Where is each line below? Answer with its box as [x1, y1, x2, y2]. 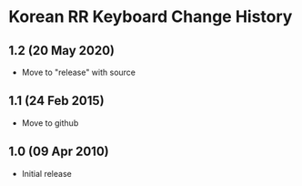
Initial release [21, 168, 72, 179]
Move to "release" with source [21, 67, 136, 77]
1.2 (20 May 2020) [8, 43, 116, 58]
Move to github [21, 117, 79, 129]
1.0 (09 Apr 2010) [8, 144, 110, 160]
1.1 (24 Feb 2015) [8, 93, 106, 108]
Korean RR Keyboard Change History [8, 6, 293, 27]
